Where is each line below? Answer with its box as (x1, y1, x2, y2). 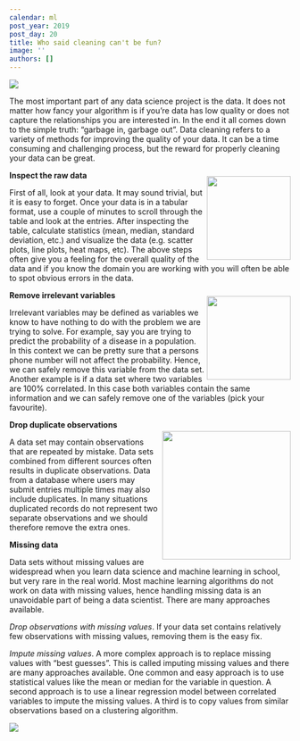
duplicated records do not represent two (9, 504, 158, 513)
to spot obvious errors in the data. (9, 273, 134, 283)
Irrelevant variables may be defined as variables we (9, 307, 199, 318)
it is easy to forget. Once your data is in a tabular (9, 197, 188, 207)
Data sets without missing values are (9, 557, 145, 567)
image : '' (9, 46, 46, 55)
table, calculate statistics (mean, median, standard (9, 225, 195, 236)
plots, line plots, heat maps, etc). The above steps (9, 245, 193, 254)
